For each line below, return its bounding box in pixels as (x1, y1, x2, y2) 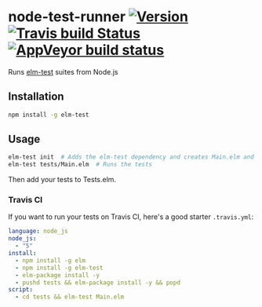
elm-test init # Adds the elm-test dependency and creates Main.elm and (8, 153, 255, 161)
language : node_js (8, 228, 68, 236)
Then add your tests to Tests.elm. (8, 175, 116, 185)
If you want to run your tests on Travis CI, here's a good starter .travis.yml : (8, 212, 253, 221)
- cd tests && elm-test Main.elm (15, 293, 125, 302)
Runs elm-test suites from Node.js (8, 67, 118, 76)
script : (8, 286, 34, 294)
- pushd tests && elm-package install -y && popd (15, 279, 180, 287)
